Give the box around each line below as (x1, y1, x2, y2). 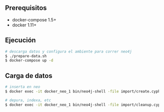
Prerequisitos (5, 4, 47, 12)
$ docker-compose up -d (5, 58, 54, 63)
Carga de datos (5, 72, 53, 80)
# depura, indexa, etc (5, 97, 51, 103)
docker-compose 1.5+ (12, 17, 57, 22)
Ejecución (5, 36, 36, 44)
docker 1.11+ (12, 22, 37, 28)
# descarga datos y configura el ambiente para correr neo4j (5, 49, 132, 54)
